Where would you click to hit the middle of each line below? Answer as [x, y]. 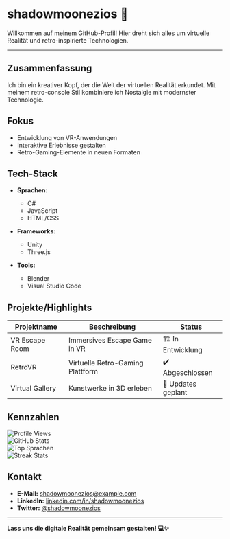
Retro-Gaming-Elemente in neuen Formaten [78, 152]
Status [191, 327]
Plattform [83, 371]
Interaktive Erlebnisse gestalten [61, 145]
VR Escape [28, 340]
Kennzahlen [33, 417]
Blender [38, 279]
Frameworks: [36, 231]
